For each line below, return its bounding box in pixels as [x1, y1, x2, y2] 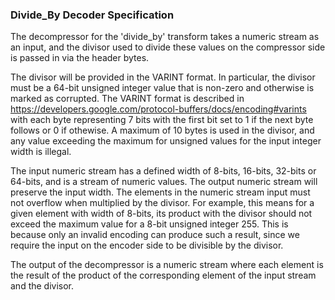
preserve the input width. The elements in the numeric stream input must [10, 186, 311, 198]
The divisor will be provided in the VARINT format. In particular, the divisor [10, 71, 316, 83]
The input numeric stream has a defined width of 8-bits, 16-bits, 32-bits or [10, 165, 317, 177]
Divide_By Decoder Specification [10, 8, 175, 22]
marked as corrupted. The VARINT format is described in [10, 93, 245, 105]
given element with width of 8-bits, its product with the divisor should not [10, 208, 313, 220]
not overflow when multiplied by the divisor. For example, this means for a [10, 197, 315, 209]
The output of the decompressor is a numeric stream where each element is [10, 259, 324, 271]
